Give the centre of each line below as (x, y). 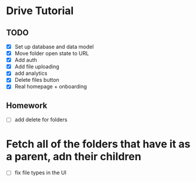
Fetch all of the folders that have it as (98, 144)
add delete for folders (41, 120)
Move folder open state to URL (52, 54)
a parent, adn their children (74, 156)
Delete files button (37, 80)
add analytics (31, 73)
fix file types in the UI (40, 173)
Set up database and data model (54, 47)
